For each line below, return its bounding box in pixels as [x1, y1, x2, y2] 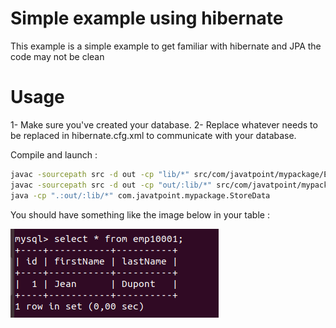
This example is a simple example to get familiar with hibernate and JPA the [10, 40, 322, 52]
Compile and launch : [10, 148, 98, 161]
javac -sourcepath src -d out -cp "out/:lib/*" [10, 180, 213, 190]
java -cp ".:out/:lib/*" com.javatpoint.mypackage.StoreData [10, 190, 271, 201]
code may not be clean [10, 50, 105, 62]
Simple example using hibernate [10, 7, 284, 30]
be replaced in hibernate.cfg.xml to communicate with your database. [10, 129, 297, 141]
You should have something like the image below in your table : [10, 208, 270, 221]
